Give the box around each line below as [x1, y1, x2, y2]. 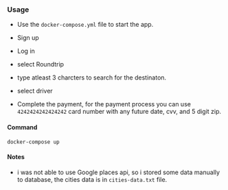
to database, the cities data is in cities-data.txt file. [16, 175, 168, 183]
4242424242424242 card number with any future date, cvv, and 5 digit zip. [16, 108, 222, 116]
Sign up [16, 34, 39, 42]
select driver [16, 87, 53, 95]
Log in [16, 47, 36, 56]
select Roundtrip [16, 60, 64, 69]
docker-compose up [7, 139, 60, 145]
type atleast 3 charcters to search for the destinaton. [16, 73, 167, 82]
